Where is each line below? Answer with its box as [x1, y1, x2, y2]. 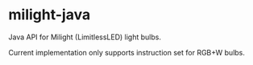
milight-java [8, 6, 91, 24]
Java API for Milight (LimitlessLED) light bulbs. [8, 32, 161, 42]
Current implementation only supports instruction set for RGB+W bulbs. [8, 47, 246, 57]
